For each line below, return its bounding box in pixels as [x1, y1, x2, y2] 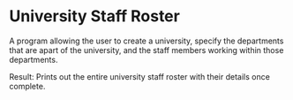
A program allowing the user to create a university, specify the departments [9, 35, 284, 46]
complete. [9, 81, 46, 91]
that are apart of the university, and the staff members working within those [9, 44, 284, 55]
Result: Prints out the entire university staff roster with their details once [9, 71, 271, 81]
